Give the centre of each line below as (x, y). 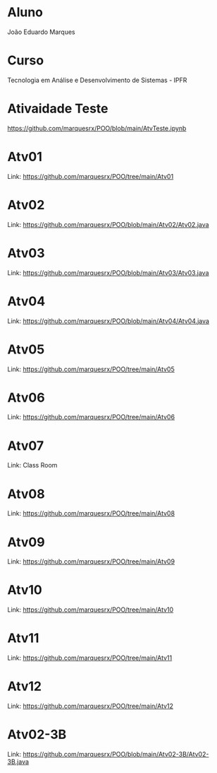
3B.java (18, 762)
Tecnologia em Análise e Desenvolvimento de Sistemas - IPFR (97, 80)
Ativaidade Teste (58, 109)
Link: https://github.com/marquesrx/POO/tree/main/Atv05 (91, 369)
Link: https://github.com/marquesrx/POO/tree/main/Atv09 (91, 562)
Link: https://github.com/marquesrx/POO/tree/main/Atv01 (91, 176)
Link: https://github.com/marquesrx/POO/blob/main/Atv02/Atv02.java (108, 224)
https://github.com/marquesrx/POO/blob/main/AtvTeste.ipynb (97, 128)
